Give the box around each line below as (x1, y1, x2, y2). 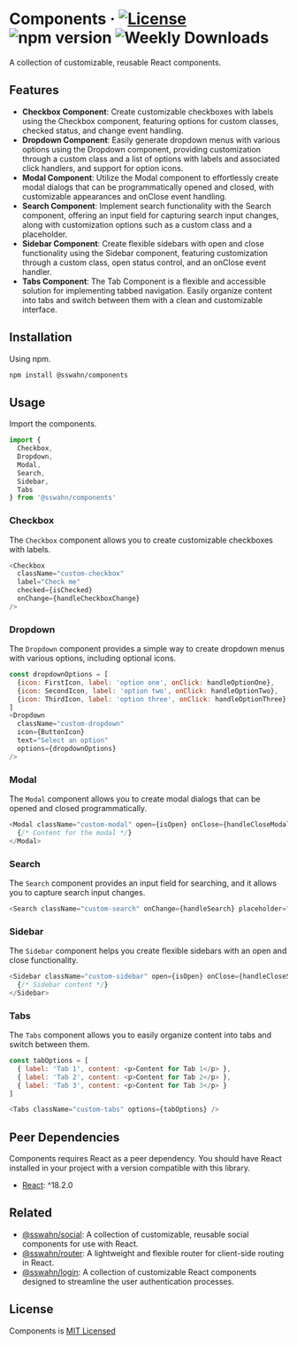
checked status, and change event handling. (21, 125, 184, 136)
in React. (21, 1257, 55, 1268)
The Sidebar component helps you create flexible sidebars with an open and (9, 945, 287, 957)
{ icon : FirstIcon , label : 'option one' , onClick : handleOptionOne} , (17, 678, 275, 687)
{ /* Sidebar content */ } (17, 980, 109, 989)
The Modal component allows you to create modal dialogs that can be (9, 794, 261, 804)
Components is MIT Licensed (9, 1325, 117, 1336)
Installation (9, 330, 72, 345)
